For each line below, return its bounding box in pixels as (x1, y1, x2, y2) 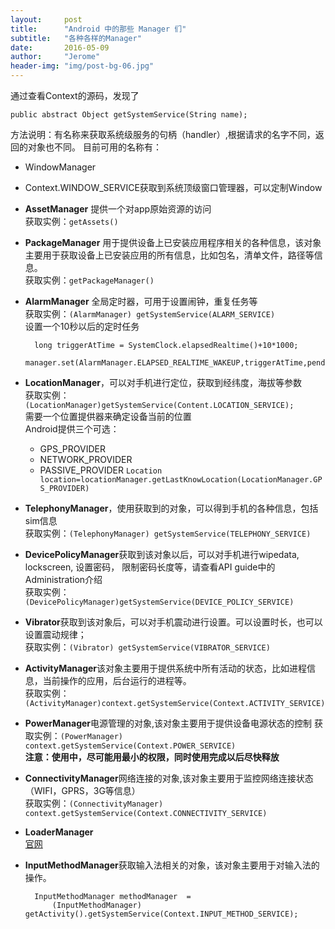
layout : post (10, 14, 83, 25)
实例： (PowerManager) (33, 730, 124, 741)
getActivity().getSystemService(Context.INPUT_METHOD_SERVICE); (24, 909, 299, 919)
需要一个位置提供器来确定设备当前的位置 (24, 411, 192, 422)
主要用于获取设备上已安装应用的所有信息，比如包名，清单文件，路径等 (24, 249, 315, 261)
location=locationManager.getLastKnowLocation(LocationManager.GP (39, 475, 323, 485)
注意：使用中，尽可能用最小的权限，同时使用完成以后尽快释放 (24, 751, 280, 763)
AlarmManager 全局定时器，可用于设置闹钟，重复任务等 (24, 296, 258, 307)
